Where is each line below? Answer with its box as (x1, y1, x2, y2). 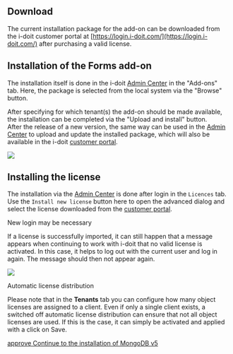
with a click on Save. (7, 325, 67, 334)
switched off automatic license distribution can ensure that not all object (7, 310, 217, 319)
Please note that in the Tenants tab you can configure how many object (7, 295, 216, 304)
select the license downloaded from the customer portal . (7, 205, 173, 213)
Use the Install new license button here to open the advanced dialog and (7, 197, 225, 206)
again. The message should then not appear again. (7, 254, 155, 264)
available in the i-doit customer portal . (7, 137, 118, 146)
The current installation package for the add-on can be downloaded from (7, 24, 220, 33)
